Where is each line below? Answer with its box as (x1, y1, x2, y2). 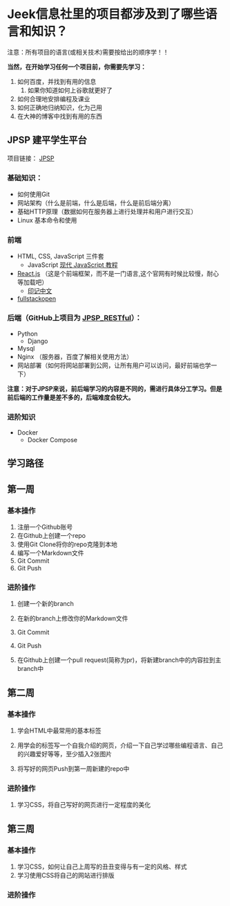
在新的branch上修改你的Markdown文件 (17, 614, 128, 622)
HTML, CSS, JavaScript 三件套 (17, 252, 105, 261)
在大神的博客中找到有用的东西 (17, 112, 102, 120)
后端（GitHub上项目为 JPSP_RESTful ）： (7, 313, 142, 323)
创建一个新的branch (17, 600, 75, 608)
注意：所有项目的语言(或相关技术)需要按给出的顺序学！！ (7, 48, 169, 56)
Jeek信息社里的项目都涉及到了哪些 (7, 6, 205, 22)
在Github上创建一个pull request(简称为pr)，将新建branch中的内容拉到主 (17, 656, 222, 664)
